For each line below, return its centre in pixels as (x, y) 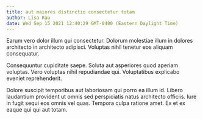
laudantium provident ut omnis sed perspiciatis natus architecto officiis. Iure (101, 97)
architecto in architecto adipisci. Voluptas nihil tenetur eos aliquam (90, 47)
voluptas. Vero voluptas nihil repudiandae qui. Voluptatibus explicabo (93, 72)
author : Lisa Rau (28, 18)
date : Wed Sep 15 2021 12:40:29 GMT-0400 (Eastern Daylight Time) (92, 23)
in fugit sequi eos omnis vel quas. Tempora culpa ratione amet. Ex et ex (96, 103)
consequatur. (23, 54)
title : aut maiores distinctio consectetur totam (71, 12)
